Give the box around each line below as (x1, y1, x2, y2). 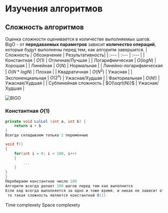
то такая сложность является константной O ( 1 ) (7, 193, 106, 198)
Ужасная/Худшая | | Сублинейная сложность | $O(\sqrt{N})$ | (5, 80, 137, 86)
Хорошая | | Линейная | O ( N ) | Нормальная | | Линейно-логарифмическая (5, 63, 163, 68)
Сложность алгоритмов (5, 23, 84, 31)
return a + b (14, 123, 41, 129)
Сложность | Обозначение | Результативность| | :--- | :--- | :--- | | (5, 52, 145, 58)
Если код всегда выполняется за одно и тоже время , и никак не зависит (5, 188, 157, 193)
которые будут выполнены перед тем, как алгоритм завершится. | (5, 47, 147, 52)
